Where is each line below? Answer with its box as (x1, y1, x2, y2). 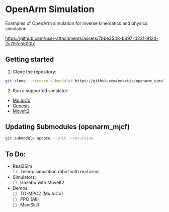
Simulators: (12, 174, 36, 180)
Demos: (12, 185, 29, 191)
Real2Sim (12, 163, 33, 169)
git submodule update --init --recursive (5, 136, 94, 141)
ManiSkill (20, 202, 39, 208)
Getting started (5, 55, 54, 64)
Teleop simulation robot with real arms (20, 169, 100, 175)
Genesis (12, 102, 30, 109)
